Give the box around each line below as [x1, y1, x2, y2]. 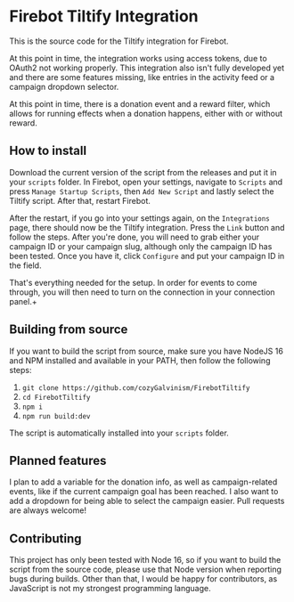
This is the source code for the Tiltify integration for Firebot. [9, 36, 229, 46]
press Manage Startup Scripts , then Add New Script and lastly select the [9, 185, 274, 197]
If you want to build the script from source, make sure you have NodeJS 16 [9, 346, 283, 356]
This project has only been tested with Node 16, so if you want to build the [9, 555, 282, 565]
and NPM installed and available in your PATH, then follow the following [9, 354, 271, 366]
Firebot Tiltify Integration [9, 6, 199, 27]
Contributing [9, 531, 82, 546]
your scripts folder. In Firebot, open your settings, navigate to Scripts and [9, 176, 283, 187]
